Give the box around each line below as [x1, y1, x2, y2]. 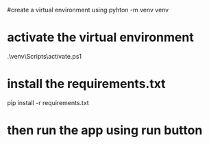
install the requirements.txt [7, 76, 166, 91]
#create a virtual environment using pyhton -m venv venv [7, 6, 169, 14]
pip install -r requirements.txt [7, 98, 89, 106]
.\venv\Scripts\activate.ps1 [7, 52, 82, 60]
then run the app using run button [7, 123, 203, 139]
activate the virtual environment [7, 30, 194, 45]
